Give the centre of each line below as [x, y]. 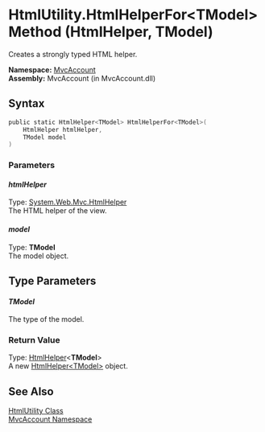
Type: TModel [32, 247]
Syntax [27, 103]
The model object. [39, 256]
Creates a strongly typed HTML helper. [73, 54]
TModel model [45, 137]
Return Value [34, 340]
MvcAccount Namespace [50, 419]
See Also [31, 391]
